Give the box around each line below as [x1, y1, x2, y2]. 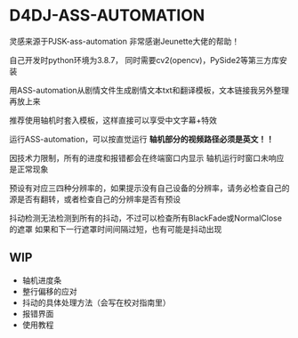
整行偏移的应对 [21, 286, 77, 296]
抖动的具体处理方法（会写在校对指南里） [21, 297, 171, 308]
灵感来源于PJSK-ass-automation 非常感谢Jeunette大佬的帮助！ [9, 36, 240, 46]
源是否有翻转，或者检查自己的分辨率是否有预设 [9, 193, 181, 205]
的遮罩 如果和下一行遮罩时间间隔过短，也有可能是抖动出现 [9, 223, 222, 234]
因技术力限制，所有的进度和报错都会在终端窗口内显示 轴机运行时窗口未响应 [9, 152, 285, 163]
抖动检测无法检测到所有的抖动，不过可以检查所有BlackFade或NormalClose [9, 213, 283, 223]
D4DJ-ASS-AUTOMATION [9, 5, 205, 26]
